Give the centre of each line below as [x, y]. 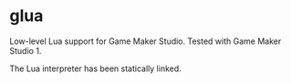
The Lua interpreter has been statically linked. [96, 68]
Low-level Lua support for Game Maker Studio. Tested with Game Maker [145, 41]
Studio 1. [26, 50]
